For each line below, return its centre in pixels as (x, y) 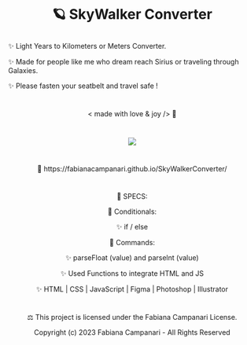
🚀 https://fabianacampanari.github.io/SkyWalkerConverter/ (132, 168)
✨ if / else (132, 226)
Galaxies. (23, 71)
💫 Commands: (132, 242)
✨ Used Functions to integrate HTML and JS (132, 273)
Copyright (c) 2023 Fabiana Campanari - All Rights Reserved (132, 332)
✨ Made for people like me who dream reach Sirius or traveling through (124, 62)
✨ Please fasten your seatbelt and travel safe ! (83, 86)
